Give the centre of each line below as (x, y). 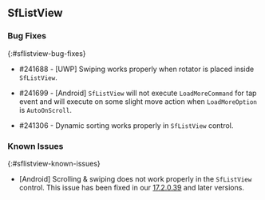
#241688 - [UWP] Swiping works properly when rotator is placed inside (136, 69)
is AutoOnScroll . (45, 110)
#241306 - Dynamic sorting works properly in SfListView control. (126, 125)
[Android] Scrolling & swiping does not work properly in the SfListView (135, 178)
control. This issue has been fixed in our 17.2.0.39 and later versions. (132, 187)
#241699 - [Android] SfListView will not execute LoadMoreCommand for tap (138, 93)
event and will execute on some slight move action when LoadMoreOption (138, 101)
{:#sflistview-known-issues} (54, 163)
